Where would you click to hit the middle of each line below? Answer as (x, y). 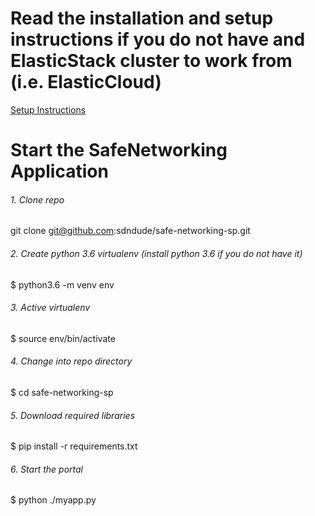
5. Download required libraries (73, 415)
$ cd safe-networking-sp (62, 392)
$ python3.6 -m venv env (62, 284)
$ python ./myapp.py (53, 500)
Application (59, 171)
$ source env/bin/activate (63, 338)
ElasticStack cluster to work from (151, 61)
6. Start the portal (46, 469)
